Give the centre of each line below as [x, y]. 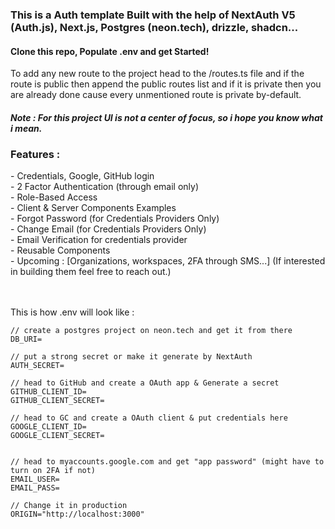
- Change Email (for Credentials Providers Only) [108, 229]
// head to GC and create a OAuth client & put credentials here [149, 418]
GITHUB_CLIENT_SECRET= [57, 401]
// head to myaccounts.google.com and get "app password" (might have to [167, 462]
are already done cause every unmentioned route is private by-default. [156, 95]
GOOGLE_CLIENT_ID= [48, 427]
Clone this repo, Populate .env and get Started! [110, 51]
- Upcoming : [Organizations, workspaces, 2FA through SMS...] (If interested [168, 261]
